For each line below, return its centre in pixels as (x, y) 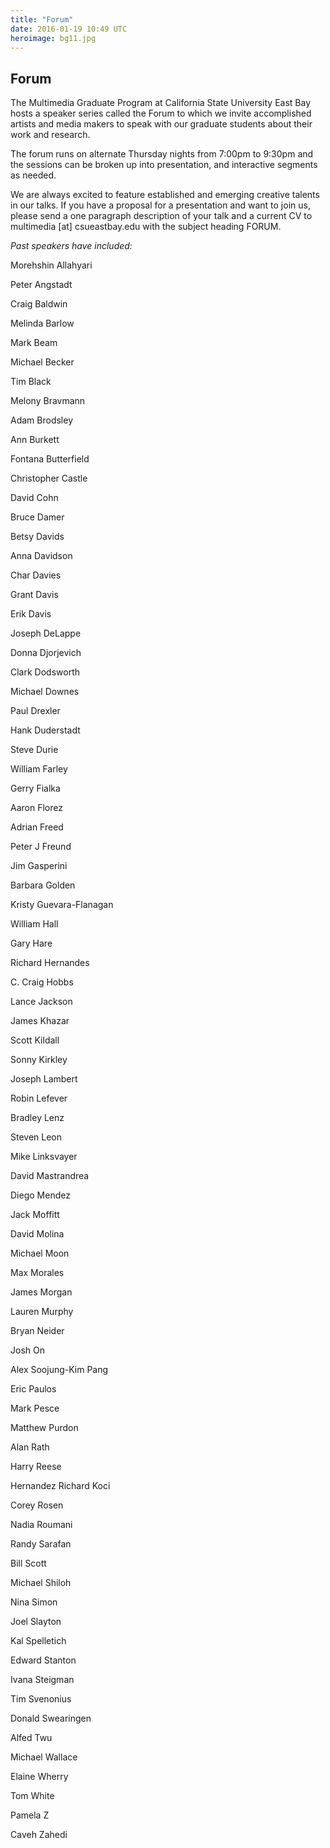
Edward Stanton (43, 1660)
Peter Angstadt (41, 285)
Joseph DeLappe (46, 633)
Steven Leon (36, 1137)
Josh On (27, 1350)
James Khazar (40, 1021)
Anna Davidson (41, 556)
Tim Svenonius (41, 1699)
